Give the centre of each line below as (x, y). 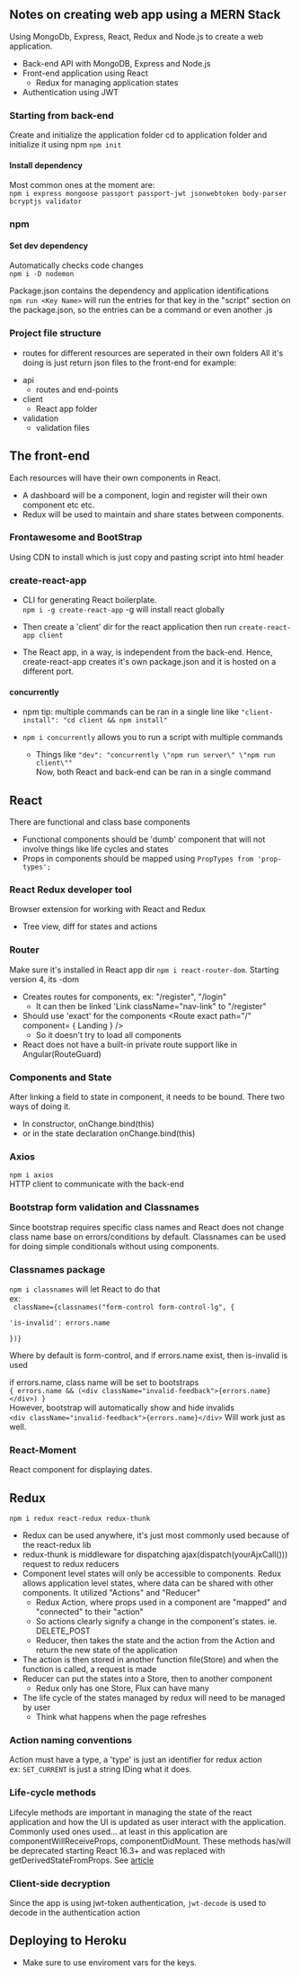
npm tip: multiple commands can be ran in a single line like (131, 712)
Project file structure (55, 334)
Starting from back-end (62, 115)
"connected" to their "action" (89, 1612)
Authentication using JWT (71, 92)
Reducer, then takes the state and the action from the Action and (155, 1641)
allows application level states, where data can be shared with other (148, 1583)
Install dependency (46, 165)
